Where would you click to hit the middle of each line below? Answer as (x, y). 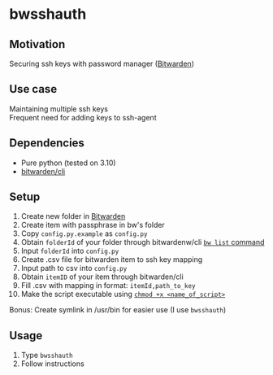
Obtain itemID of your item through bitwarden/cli (102, 277)
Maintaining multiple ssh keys (59, 109)
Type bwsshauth (47, 355)
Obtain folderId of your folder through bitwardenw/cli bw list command (143, 242)
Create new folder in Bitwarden (73, 216)
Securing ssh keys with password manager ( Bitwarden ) (102, 63)
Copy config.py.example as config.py (84, 233)
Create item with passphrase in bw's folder (93, 225)
